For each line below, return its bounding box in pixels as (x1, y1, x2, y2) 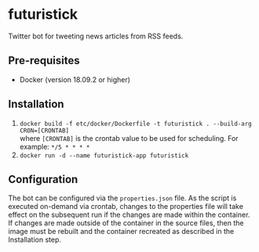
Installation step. (8, 235, 61, 244)
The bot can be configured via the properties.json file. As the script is (8, 193, 237, 203)
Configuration (8, 172, 78, 185)
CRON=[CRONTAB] (19, 127, 70, 135)
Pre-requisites (8, 54, 80, 67)
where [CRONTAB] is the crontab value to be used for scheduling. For (19, 133, 239, 142)
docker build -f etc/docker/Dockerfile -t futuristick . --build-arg (19, 120, 253, 128)
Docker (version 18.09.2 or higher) (19, 74, 131, 84)
